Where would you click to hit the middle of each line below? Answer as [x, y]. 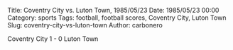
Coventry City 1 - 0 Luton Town [53, 39]
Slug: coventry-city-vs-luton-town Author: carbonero [85, 25]
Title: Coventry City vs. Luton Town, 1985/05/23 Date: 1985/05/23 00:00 [113, 10]
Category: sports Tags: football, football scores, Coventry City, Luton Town [117, 18]
